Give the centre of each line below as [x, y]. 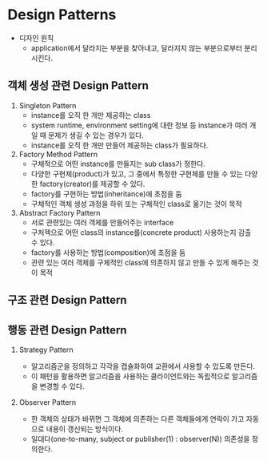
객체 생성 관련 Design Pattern [78, 86]
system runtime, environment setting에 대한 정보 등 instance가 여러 [139, 125]
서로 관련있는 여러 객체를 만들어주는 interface [102, 222]
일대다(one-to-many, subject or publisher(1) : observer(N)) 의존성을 [140, 439]
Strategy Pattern [46, 350]
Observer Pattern [48, 402]
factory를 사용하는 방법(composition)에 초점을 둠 [108, 252]
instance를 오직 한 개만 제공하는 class [91, 115]
